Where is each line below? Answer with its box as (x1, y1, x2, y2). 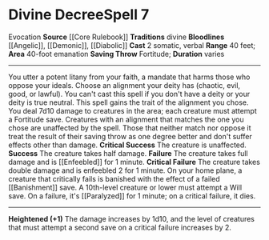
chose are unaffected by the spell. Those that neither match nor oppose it (8, 122, 251, 133)
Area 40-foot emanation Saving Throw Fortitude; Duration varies (8, 49, 225, 58)
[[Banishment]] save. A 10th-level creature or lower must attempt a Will (8, 182, 243, 192)
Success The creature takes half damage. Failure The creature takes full (8, 148, 248, 158)
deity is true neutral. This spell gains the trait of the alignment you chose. (8, 98, 250, 107)
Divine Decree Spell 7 (8, 6, 150, 24)
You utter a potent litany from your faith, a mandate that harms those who (8, 72, 251, 82)
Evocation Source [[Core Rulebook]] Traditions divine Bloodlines (8, 32, 225, 42)
